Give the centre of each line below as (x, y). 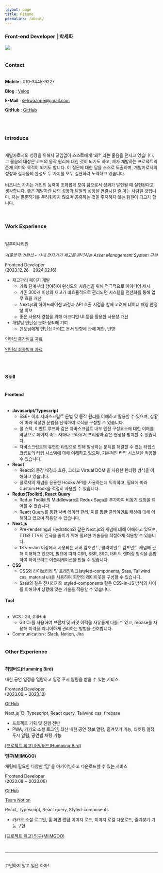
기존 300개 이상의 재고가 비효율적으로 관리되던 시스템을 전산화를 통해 (85, 292)
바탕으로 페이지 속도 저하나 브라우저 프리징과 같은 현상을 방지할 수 (81, 434)
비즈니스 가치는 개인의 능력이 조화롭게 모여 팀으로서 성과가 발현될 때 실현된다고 (80, 185)
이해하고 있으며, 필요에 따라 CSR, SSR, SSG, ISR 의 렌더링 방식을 (86, 554)
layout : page (18, 9)
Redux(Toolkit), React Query (41, 494)
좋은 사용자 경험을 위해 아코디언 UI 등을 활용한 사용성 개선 (74, 316)
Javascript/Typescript (35, 410)
